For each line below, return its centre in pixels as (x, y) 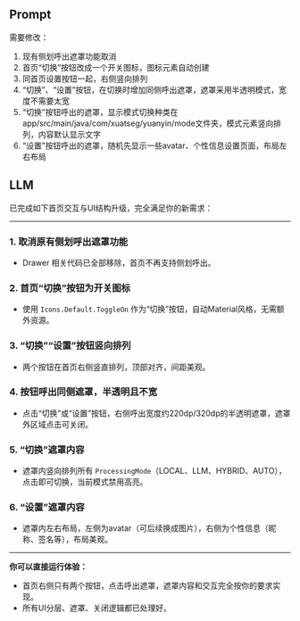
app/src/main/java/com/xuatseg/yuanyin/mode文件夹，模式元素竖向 (148, 123)
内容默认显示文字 (69, 134)
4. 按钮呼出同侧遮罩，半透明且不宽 (83, 392)
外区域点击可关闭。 (58, 424)
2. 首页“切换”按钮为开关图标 (70, 287)
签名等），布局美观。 (75, 540)
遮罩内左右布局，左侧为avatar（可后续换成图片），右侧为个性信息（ (145, 528)
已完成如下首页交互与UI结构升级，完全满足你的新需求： (111, 208)
